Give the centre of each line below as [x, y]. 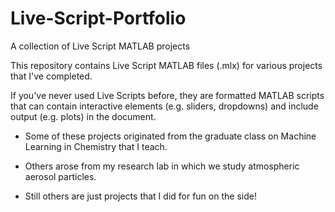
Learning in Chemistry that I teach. [96, 146]
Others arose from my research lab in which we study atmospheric [162, 166]
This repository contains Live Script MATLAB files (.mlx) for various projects [166, 65]
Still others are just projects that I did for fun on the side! [140, 196]
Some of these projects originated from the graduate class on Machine [170, 136]
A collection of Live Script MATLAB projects [100, 46]
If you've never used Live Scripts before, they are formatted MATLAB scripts [167, 95]
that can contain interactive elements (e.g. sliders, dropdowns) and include [164, 106]
